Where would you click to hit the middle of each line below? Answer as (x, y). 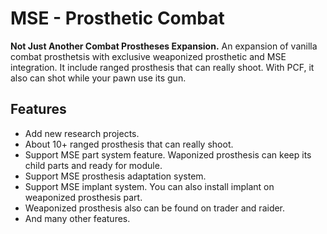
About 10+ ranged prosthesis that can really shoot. (129, 144)
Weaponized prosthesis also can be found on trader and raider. (155, 208)
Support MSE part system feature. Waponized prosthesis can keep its (168, 154)
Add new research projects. (82, 133)
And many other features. (77, 218)
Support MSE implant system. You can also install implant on (149, 186)
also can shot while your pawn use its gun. (98, 78)
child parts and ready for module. (93, 165)
